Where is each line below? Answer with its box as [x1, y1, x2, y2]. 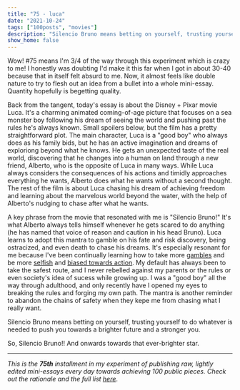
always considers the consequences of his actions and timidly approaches [7, 169, 227, 178]
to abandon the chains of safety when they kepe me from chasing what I [7, 297, 221, 305]
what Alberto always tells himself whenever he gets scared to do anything [7, 220, 225, 229]
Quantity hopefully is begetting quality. [7, 87, 121, 96]
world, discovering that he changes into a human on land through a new [7, 154, 219, 163]
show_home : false [7, 37, 59, 44]
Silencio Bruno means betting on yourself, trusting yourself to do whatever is [7, 318, 234, 327]
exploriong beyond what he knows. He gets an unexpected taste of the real [7, 146, 229, 155]
